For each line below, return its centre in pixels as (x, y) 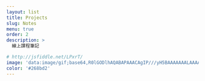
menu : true (20, 29)
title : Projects (27, 18)
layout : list (23, 12)
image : (15, 62)
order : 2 (17, 35)
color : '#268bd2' (28, 68)
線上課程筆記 (26, 46)
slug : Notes (21, 23)
